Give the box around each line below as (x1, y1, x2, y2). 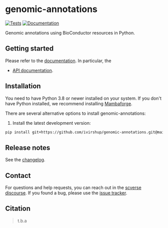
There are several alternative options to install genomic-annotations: (5, 110, 146, 116)
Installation (5, 82, 41, 91)
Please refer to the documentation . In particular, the (5, 58, 111, 64)
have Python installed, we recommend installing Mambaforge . (5, 100, 132, 106)
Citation (5, 204, 31, 213)
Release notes (5, 143, 50, 152)
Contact (5, 171, 31, 180)
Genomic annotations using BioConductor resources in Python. (5, 30, 135, 36)
